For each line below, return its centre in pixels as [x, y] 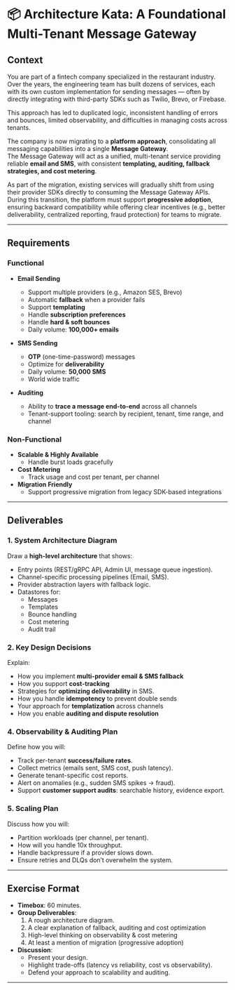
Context [25, 60]
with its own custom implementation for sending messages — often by [108, 92]
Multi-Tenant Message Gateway [102, 34]
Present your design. [58, 958]
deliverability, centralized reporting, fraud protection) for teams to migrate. [114, 214]
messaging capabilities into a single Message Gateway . [88, 148]
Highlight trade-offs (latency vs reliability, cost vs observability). [120, 965]
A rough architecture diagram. [71, 920]
